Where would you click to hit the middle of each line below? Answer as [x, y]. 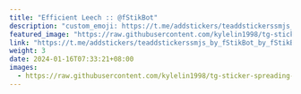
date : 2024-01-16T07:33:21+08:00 [72, 59]
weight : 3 [28, 51]
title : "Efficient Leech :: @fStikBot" [84, 17]
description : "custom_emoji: [64, 26]
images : [24, 68]
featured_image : [39, 34]
